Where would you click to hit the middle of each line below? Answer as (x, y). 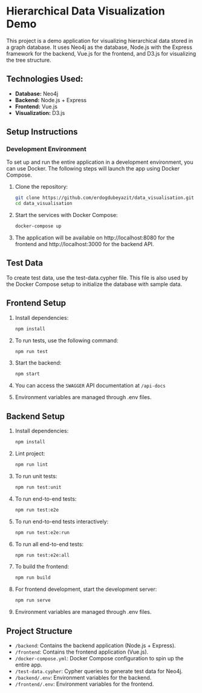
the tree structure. (29, 60)
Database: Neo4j (37, 93)
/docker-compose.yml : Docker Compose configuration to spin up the (99, 658)
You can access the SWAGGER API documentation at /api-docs (90, 386)
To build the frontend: (42, 567)
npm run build (33, 578)
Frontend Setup (36, 303)
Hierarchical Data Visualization (86, 11)
